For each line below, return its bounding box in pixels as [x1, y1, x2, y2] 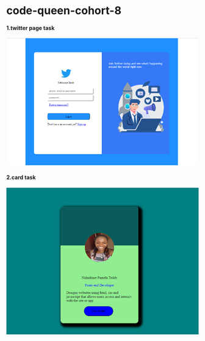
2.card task [6, 174, 36, 181]
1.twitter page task [6, 24, 55, 31]
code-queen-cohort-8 [6, 4, 122, 18]
